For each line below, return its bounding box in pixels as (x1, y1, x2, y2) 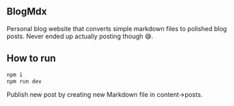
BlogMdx (6, 6, 47, 18)
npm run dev (6, 78, 42, 85)
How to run (6, 52, 57, 64)
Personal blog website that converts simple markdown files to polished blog (6, 24, 228, 33)
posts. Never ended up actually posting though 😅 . (6, 32, 153, 40)
